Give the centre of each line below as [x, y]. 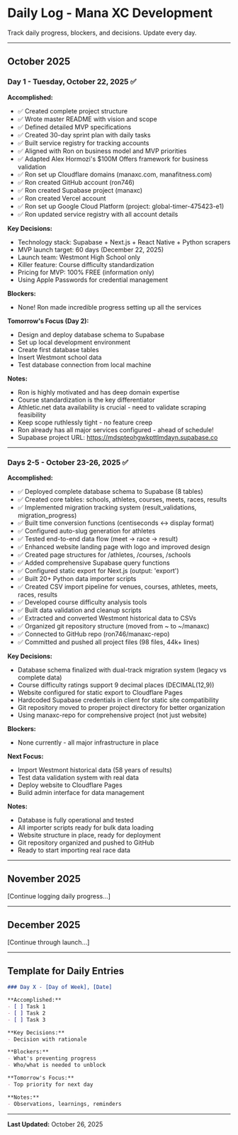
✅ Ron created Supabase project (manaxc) [80, 190]
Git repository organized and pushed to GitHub [86, 842]
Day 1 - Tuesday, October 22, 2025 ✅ [72, 81]
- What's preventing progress [52, 1058]
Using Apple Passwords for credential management [93, 279]
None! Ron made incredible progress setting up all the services [109, 307]
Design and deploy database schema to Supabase [91, 334]
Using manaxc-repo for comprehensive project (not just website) [112, 715]
